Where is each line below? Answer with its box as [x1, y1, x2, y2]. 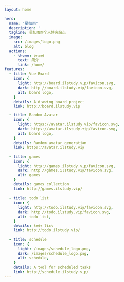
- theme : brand [13, 53, 45, 58]
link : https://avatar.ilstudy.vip [13, 145, 84, 150]
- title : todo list [9, 196, 49, 201]
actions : [9, 48, 27, 54]
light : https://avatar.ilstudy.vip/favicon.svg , [17, 122, 120, 127]
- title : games [9, 154, 41, 159]
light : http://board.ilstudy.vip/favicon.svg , [17, 81, 116, 86]
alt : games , [17, 172, 42, 177]
